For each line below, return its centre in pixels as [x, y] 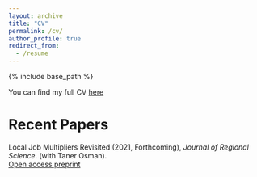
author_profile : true [45, 38]
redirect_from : [34, 46]
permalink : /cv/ [36, 31]
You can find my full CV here [56, 92]
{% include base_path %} [51, 76]
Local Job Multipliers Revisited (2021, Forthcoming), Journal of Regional [128, 147]
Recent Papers [59, 125]
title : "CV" [28, 23]
